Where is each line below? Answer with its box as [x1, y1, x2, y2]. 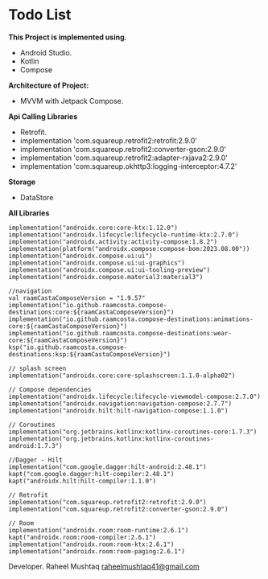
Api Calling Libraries [8, 111, 78, 121]
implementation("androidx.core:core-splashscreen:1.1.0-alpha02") [8, 372, 236, 380]
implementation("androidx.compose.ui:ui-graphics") [8, 259, 185, 267]
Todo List [8, 6, 72, 24]
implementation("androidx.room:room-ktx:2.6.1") [8, 540, 175, 548]
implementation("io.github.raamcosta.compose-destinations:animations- [8, 315, 254, 323]
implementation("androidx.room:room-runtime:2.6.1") [8, 526, 189, 534]
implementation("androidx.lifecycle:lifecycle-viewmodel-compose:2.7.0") [8, 392, 262, 400]
